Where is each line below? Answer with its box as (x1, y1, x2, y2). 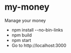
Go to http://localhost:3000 (11, 42, 67, 48)
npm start (11, 37, 31, 43)
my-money (4, 1, 50, 13)
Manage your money (4, 18, 46, 23)
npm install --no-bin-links (11, 27, 63, 33)
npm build (11, 32, 32, 38)
